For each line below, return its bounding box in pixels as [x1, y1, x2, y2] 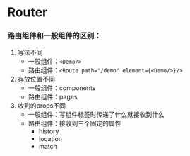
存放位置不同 [17, 75, 55, 84]
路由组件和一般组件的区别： [7, 31, 102, 41]
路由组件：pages [28, 93, 78, 101]
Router [7, 4, 48, 21]
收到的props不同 [17, 101, 66, 110]
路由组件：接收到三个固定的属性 [28, 119, 121, 128]
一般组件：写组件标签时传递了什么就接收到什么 [28, 111, 165, 119]
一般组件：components [28, 84, 96, 92]
